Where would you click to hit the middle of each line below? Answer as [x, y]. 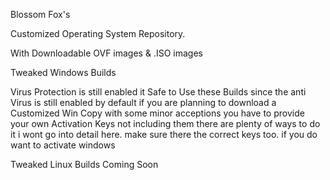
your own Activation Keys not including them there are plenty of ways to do [165, 123]
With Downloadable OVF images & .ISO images [106, 53]
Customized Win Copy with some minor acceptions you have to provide [157, 113]
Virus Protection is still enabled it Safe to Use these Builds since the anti [158, 92]
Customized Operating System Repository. [98, 33]
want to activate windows [63, 145]
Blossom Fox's [40, 14]
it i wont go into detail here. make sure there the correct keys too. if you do [164, 134]
